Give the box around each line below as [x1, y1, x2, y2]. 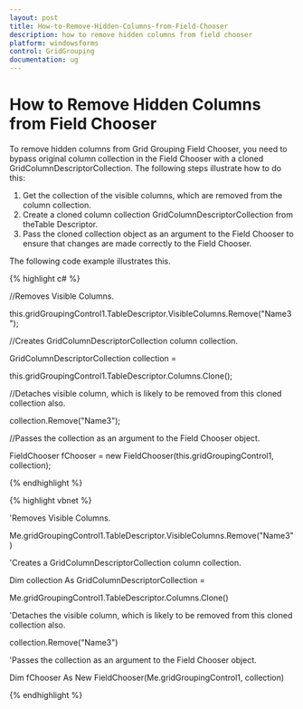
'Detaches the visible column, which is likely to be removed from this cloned [9, 609, 293, 620]
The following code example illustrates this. [9, 255, 172, 266]
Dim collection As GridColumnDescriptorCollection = [9, 574, 205, 585]
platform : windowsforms [9, 38, 99, 48]
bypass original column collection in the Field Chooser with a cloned [9, 153, 264, 164]
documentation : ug [9, 55, 79, 64]
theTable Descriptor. [22, 218, 98, 229]
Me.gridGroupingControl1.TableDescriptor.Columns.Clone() [9, 592, 229, 603]
